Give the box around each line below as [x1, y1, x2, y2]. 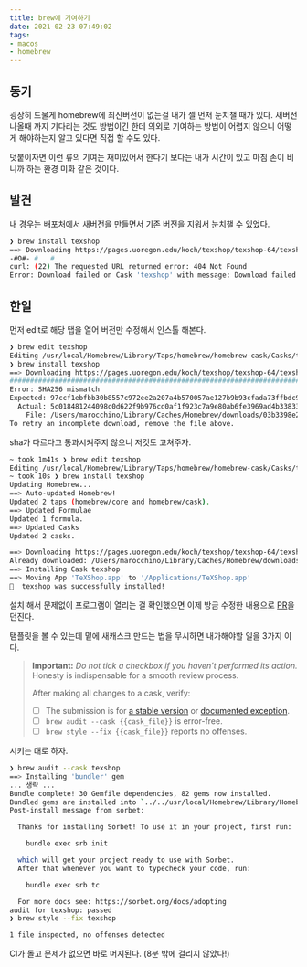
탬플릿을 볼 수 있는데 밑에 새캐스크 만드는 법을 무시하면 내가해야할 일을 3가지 [9, 630, 282, 641]
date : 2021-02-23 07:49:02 [9, 22, 112, 31]
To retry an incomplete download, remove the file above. [9, 419, 235, 428]
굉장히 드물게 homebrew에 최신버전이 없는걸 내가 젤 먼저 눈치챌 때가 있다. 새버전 [9, 109, 298, 120]
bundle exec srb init [26, 839, 108, 848]
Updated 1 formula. [9, 514, 84, 524]
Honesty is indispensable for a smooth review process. [31, 669, 239, 681]
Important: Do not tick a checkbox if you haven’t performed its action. [31, 660, 298, 671]
